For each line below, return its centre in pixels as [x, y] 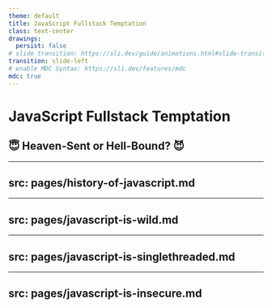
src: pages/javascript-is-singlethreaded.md [122, 257]
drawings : [25, 38]
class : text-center [41, 31]
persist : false [41, 46]
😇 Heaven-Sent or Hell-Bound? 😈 [96, 146]
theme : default [34, 16]
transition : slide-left [49, 62]
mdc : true [25, 76]
